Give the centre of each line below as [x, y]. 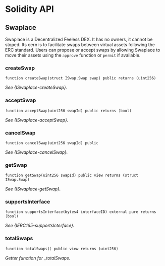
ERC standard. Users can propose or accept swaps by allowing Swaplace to [82, 50]
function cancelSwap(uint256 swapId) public [52, 143]
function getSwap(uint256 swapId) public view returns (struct [72, 175]
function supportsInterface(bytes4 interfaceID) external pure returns [81, 212]
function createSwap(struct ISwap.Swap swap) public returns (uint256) [81, 78]
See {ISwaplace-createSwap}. [36, 87]
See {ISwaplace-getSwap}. [33, 189]
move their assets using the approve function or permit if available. [73, 55]
